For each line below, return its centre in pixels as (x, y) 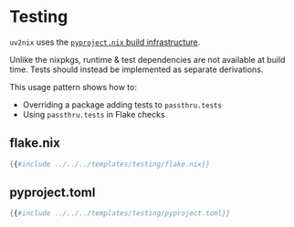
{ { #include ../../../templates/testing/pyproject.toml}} (120, 213)
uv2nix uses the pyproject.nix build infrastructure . (105, 42)
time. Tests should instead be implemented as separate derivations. (136, 69)
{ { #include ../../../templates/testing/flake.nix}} (110, 164)
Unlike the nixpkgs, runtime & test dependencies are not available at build (147, 59)
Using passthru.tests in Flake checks (94, 114)
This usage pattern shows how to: (73, 87)
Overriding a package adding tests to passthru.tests (122, 104)
